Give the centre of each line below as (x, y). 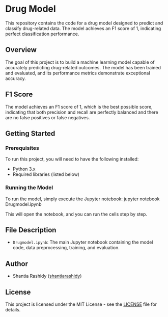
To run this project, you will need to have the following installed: (72, 159)
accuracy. (16, 78)
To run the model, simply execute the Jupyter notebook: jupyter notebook (82, 199)
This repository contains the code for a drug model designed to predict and (84, 23)
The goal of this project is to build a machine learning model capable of (80, 62)
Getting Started (30, 133)
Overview (21, 50)
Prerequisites (22, 148)
